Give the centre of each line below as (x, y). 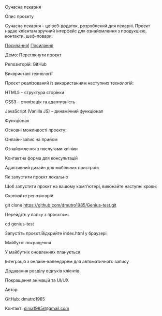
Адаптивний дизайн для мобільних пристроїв (52, 167)
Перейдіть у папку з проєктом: (37, 214)
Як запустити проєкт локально (37, 177)
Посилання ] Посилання (29, 45)
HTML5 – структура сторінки (35, 92)
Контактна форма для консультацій (42, 158)
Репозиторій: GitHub (26, 64)
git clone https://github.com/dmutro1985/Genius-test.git (61, 205)
